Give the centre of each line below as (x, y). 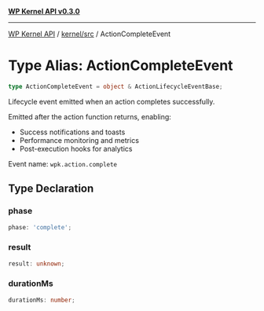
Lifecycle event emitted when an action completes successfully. (112, 101)
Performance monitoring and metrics (79, 140)
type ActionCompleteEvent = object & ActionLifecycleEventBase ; (115, 86)
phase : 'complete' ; (40, 227)
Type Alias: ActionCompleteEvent (121, 66)
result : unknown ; (37, 263)
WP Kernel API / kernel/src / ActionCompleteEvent (90, 34)
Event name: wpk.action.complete (63, 163)
